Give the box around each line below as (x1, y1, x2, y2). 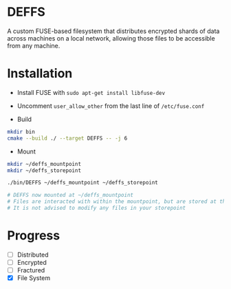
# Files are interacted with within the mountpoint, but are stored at (7, 198, 217, 205)
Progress (7, 228, 60, 244)
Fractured (16, 266, 45, 274)
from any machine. (7, 41, 60, 50)
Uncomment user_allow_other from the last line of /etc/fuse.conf (16, 101, 205, 110)
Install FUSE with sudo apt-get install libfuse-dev (16, 88, 166, 96)
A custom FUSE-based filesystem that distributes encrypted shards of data (7, 27, 220, 35)
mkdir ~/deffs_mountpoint (7, 160, 81, 167)
